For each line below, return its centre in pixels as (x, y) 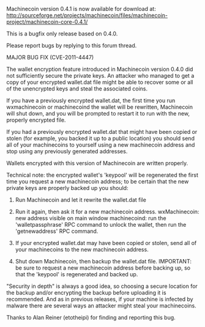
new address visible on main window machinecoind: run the (91, 218)
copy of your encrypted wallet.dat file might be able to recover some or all (100, 82)
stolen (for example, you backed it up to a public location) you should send (100, 138)
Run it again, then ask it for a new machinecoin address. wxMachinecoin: (107, 211)
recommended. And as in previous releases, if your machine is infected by (100, 299)
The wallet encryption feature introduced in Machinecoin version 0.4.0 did (100, 69)
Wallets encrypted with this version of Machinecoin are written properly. (97, 163)
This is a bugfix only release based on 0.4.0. (62, 34)
